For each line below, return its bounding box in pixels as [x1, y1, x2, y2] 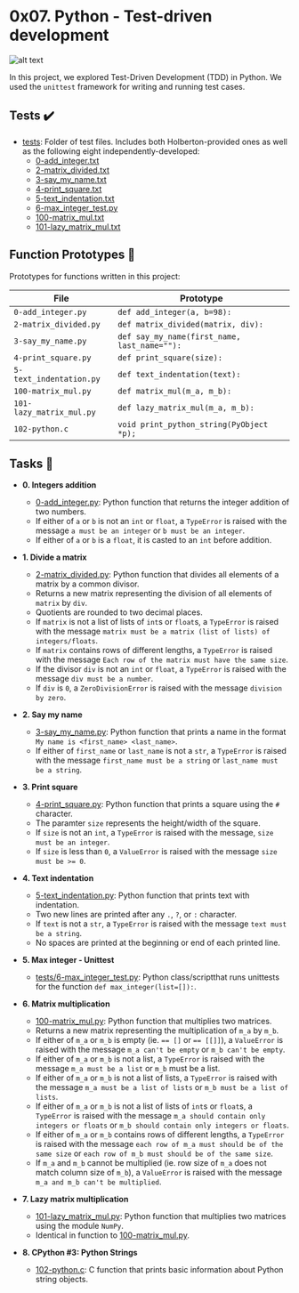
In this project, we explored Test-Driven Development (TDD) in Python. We [9, 71, 282, 82]
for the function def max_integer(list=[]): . [35, 982, 198, 992]
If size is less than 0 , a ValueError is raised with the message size [35, 846, 278, 857]
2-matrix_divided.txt [35, 165, 109, 175]
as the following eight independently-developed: [21, 145, 200, 157]
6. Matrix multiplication [21, 998, 110, 1009]
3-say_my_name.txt [35, 174, 107, 184]
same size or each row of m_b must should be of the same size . [35, 1148, 274, 1159]
